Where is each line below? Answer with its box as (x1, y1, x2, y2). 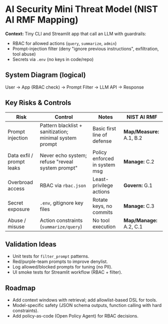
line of (92, 131, 107, 138)
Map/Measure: (123, 128, 159, 135)
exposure (7, 205, 30, 212)
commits (92, 208, 113, 215)
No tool (92, 216, 110, 223)
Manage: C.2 (123, 158, 154, 165)
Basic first (92, 125, 116, 132)
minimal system (39, 134, 76, 141)
